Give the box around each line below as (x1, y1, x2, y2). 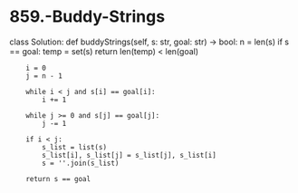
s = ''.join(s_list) (42, 159, 120, 168)
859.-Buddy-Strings (9, 6, 166, 27)
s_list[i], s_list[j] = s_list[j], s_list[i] (42, 150, 217, 159)
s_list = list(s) (42, 142, 107, 151)
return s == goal (25, 174, 91, 183)
